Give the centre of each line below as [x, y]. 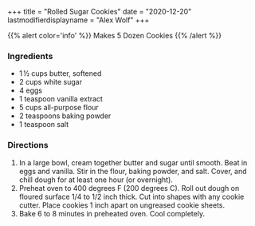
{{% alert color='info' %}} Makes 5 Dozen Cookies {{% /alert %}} [115, 36]
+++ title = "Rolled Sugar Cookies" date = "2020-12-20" [100, 12]
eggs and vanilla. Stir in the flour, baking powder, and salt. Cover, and [133, 171]
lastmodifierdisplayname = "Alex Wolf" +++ [78, 20]
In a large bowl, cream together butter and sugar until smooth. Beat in [133, 162]
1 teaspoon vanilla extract [61, 99]
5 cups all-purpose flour [59, 108]
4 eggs [31, 90]
